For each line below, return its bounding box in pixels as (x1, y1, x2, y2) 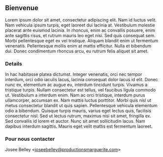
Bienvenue (5, 4, 39, 12)
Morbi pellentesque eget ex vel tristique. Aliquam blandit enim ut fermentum (5, 38, 158, 44)
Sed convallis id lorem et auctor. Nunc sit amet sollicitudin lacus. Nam (5, 118, 145, 124)
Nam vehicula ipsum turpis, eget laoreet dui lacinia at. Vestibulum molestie (5, 22, 155, 28)
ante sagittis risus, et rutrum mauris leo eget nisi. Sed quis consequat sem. (5, 32, 156, 38)
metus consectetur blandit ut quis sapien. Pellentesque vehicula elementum (5, 103, 158, 109)
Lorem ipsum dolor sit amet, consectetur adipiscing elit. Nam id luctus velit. (5, 17, 157, 22)
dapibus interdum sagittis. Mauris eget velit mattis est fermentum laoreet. (5, 123, 153, 129)
